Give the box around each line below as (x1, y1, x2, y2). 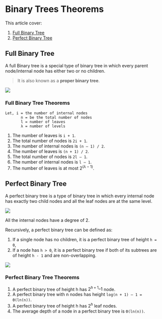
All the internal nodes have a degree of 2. (5, 217, 90, 223)
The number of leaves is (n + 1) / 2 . (12, 149, 89, 155)
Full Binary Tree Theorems (5, 99, 71, 106)
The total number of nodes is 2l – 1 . (12, 154, 88, 160)
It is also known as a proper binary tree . (17, 77, 100, 83)
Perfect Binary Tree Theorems (5, 274, 80, 281)
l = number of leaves (20, 120, 66, 125)
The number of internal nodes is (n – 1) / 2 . (12, 143, 105, 149)
